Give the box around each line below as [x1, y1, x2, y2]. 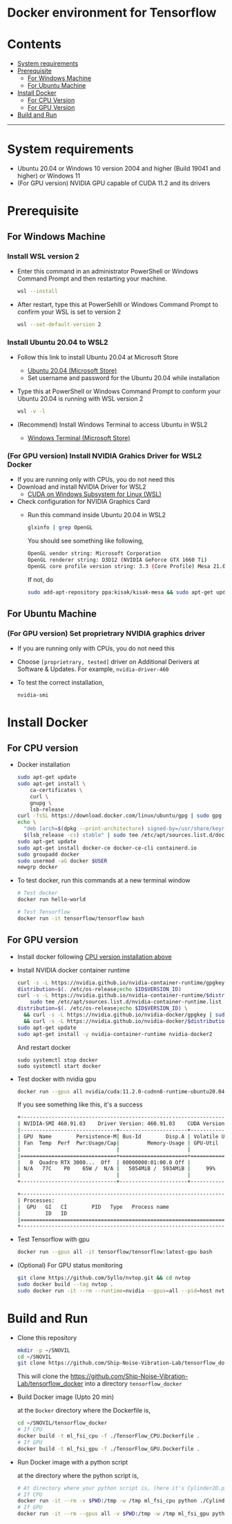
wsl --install [17, 288, 58, 294]
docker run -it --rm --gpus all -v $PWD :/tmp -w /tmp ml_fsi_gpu [17, 1510, 209, 1518]
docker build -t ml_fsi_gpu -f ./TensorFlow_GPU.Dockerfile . [17, 1445, 200, 1452]
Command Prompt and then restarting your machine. [17, 274, 168, 283]
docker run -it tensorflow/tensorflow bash [17, 914, 145, 922]
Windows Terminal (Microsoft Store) [27, 433, 130, 442]
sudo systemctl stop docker [17, 1056, 98, 1064]
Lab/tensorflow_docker [17, 1380, 84, 1388]
